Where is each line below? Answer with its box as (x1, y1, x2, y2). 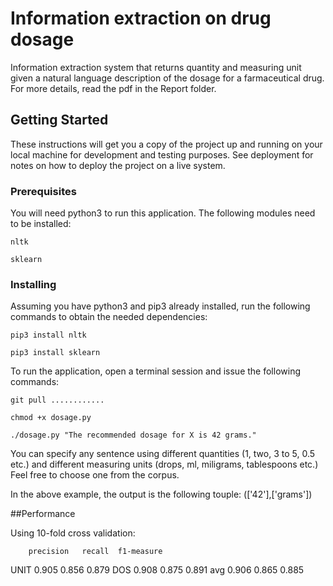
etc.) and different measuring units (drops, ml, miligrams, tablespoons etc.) (10, 458, 319, 471)
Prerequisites (10, 184, 77, 198)
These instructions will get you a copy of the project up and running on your (10, 138, 323, 150)
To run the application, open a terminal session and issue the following (10, 365, 301, 377)
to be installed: (10, 218, 72, 230)
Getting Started (10, 112, 109, 129)
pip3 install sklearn (10, 348, 101, 358)
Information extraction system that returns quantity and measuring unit (10, 61, 302, 73)
